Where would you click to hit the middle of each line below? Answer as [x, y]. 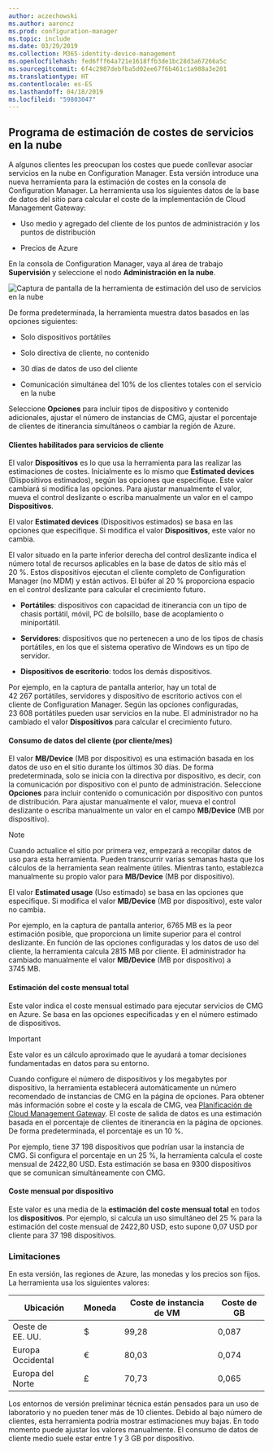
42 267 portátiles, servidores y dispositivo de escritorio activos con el [125, 696]
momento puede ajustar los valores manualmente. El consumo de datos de [133, 1430]
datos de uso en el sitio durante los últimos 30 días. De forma [111, 767]
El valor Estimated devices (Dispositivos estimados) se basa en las [121, 522]
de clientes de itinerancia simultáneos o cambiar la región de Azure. [122, 426]
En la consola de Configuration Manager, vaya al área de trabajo [116, 264]
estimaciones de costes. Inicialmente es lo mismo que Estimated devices [131, 471]
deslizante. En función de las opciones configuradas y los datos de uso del [134, 943]
